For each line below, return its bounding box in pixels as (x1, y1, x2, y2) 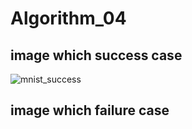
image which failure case (10, 102, 170, 119)
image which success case (10, 47, 183, 64)
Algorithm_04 (10, 7, 127, 30)
